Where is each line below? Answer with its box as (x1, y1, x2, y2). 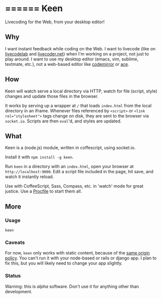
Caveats (5, 239, 25, 246)
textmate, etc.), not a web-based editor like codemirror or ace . (5, 61, 130, 67)
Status (5, 272, 21, 279)
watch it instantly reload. (5, 174, 54, 179)
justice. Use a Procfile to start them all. (5, 188, 82, 194)
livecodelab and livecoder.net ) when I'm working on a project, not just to (5, 51, 149, 57)
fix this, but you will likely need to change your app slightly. (5, 260, 123, 266)
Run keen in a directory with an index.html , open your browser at (5, 164, 134, 169)
